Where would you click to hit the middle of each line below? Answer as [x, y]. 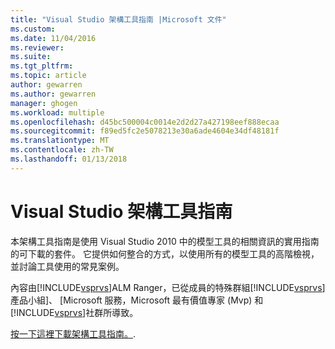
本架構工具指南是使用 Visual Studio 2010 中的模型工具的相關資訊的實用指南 [165, 241]
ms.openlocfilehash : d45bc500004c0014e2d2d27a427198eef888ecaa [145, 122]
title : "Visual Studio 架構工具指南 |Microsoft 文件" [118, 19]
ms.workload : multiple [57, 112]
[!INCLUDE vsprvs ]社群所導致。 [74, 312]
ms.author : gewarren [53, 94]
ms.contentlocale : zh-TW [62, 150]
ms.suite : [31, 57]
